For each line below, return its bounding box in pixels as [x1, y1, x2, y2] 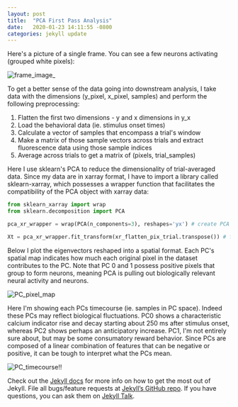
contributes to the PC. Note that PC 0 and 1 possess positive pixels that [7, 261, 215, 269]
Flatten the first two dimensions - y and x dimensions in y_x [17, 113, 191, 122]
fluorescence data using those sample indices [17, 143, 152, 152]
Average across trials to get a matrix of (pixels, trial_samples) [17, 151, 196, 160]
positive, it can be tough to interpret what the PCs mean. [7, 349, 172, 357]
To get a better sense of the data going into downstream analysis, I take [7, 84, 217, 93]
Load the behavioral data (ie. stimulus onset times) [17, 121, 166, 130]
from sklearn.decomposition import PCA [7, 208, 125, 215]
